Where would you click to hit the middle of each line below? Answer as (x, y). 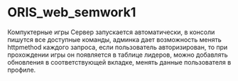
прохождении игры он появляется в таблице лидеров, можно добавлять (118, 55)
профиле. (22, 70)
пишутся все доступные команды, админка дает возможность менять (114, 39)
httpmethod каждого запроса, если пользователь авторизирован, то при (118, 47)
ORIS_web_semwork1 (72, 12)
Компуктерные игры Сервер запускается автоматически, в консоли (111, 32)
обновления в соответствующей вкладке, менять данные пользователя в (119, 62)
